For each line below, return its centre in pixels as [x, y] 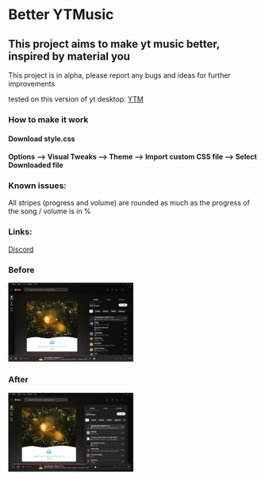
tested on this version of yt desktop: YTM [76, 99]
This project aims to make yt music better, [114, 44]
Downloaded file [36, 165]
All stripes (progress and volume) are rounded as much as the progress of [129, 203]
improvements [32, 84]
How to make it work [48, 119]
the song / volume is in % [50, 211]
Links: [20, 232]
